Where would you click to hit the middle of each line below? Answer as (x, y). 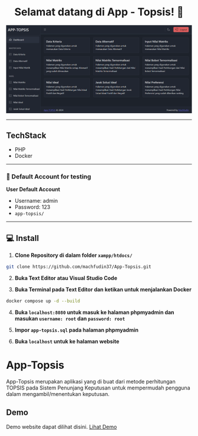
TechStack (26, 135)
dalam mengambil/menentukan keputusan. (58, 394)
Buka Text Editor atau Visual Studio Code (66, 278)
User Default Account (33, 189)
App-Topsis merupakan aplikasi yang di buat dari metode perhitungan (91, 381)
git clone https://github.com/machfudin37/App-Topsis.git (79, 267)
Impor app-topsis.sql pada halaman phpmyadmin (76, 330)
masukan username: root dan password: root (70, 319)
